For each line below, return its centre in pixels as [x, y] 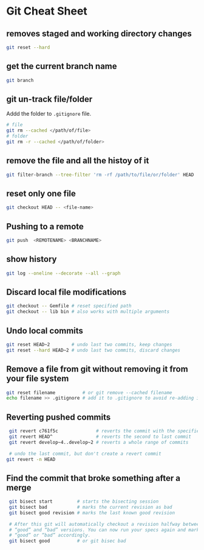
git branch [20, 80]
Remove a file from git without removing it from [97, 369]
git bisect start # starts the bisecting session [84, 501]
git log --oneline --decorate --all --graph [63, 273]
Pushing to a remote [45, 226]
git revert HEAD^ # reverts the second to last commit [100, 437]
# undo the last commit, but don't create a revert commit [85, 454]
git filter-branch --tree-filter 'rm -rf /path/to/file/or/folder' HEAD [100, 175]
